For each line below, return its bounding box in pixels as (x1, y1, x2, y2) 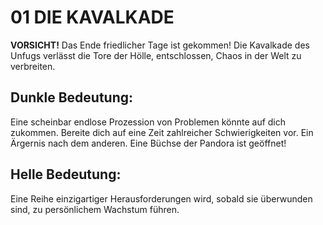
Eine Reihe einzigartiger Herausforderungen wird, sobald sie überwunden (10, 192, 313, 205)
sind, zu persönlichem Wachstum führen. (10, 203, 180, 215)
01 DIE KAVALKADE (10, 6, 175, 29)
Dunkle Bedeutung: (10, 89, 134, 106)
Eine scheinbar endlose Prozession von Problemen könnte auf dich (10, 116, 287, 128)
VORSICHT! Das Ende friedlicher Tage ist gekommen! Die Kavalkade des (10, 39, 310, 51)
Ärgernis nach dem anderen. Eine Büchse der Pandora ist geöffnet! (10, 137, 287, 149)
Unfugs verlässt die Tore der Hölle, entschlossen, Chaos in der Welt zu (10, 49, 302, 61)
